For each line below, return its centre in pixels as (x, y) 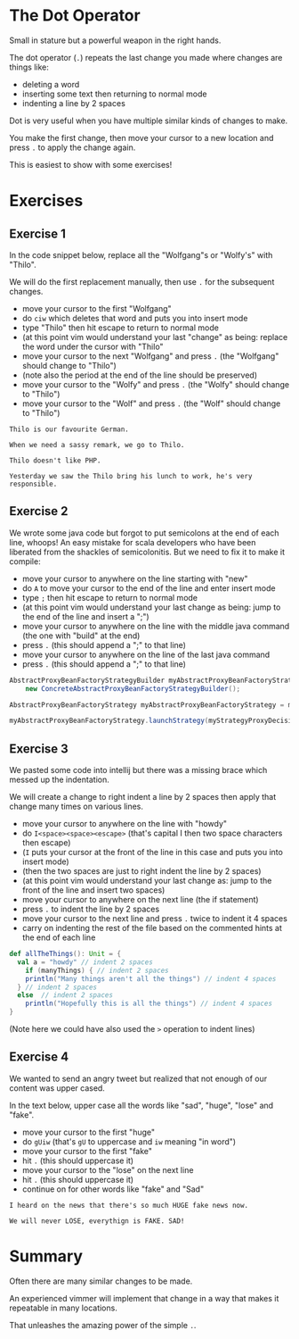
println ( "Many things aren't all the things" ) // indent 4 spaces (151, 978)
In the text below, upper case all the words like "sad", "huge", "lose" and (141, 1105)
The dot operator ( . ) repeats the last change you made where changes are (146, 57)
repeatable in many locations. (63, 1308)
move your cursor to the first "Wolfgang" (97, 308)
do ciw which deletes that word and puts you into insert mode (135, 318)
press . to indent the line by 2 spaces (91, 909)
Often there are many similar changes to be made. (101, 1281)
